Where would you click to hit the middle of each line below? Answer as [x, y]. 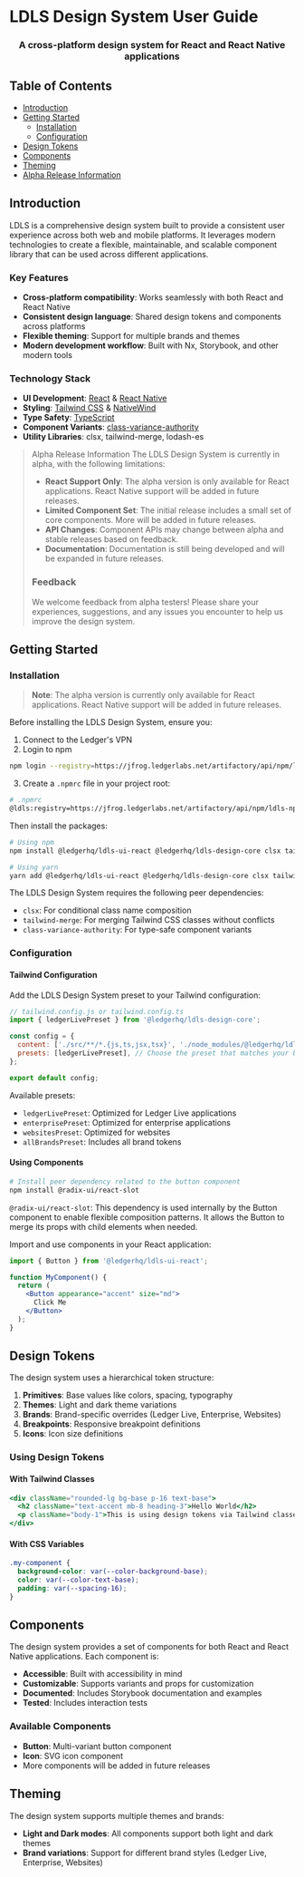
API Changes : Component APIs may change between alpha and [164, 530]
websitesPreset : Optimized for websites [96, 1132]
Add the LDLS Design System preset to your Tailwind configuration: [135, 995]
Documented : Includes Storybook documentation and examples [142, 1693]
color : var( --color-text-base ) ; [79, 1580]
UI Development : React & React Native [95, 398]
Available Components [60, 1727]
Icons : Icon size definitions [73, 1434]
